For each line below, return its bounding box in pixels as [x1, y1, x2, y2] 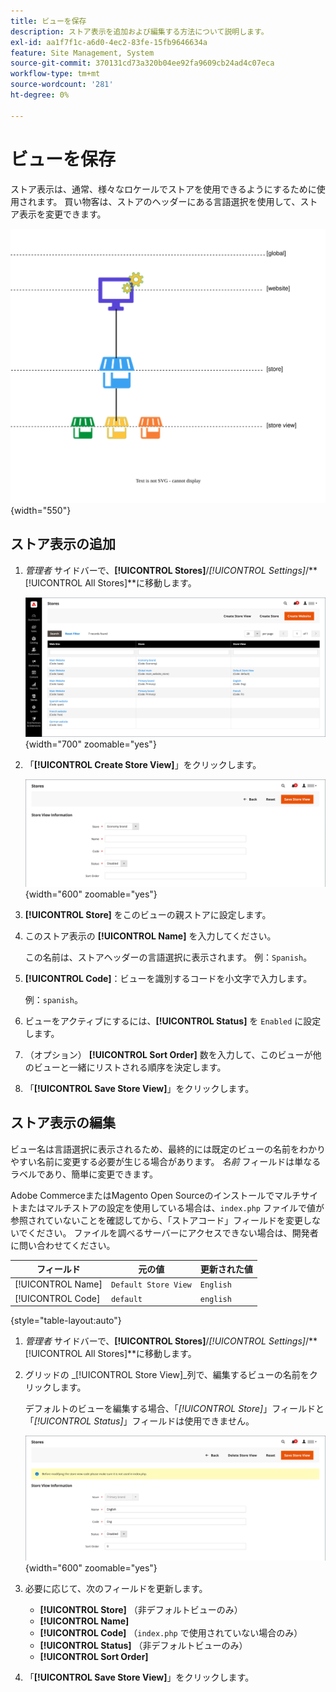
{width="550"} [10, 505, 72, 517]
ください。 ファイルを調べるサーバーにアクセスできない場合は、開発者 [27, 1226, 319, 1239]
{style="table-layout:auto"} [10, 1315, 122, 1327]
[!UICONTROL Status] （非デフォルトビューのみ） [39, 1640, 248, 1652]
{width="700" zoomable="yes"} [24, 738, 157, 750]
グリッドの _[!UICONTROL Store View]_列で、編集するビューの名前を [24, 1369, 310, 1381]
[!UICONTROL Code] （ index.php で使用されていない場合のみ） [39, 1627, 303, 1639]
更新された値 [199, 1263, 253, 1275]
